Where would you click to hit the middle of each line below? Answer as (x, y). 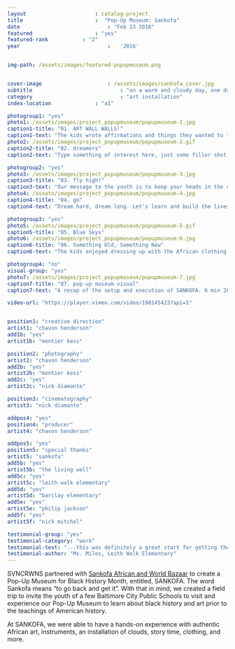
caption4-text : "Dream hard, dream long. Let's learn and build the (109, 206)
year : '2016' (73, 46)
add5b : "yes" (26, 463)
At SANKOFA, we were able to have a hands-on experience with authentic (114, 625)
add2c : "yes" (26, 380)
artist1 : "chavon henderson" (50, 328)
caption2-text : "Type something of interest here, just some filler (109, 155)
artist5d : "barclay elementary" (54, 496)
